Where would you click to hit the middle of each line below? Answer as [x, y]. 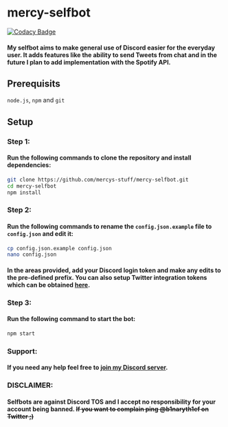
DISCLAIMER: [30, 385]
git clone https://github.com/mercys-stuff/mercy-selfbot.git [98, 179]
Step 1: [19, 141]
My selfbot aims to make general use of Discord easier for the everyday [111, 47]
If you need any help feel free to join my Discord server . [88, 368]
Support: [22, 351]
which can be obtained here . [49, 285]
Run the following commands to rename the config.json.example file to [110, 226]
